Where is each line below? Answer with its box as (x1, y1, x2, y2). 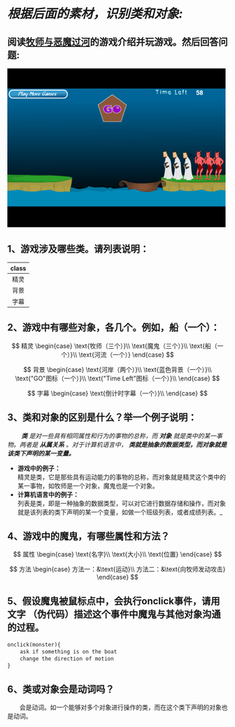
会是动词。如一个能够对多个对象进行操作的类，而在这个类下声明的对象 (20, 703, 222, 712)
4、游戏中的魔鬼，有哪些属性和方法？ (7, 531, 170, 542)
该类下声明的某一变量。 (7, 449, 75, 458)
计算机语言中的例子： (17, 490, 79, 498)
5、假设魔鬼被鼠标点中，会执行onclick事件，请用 (7, 595, 220, 607)
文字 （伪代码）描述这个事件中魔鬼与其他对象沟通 (7, 608, 221, 620)
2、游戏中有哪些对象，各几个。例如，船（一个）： (7, 321, 220, 333)
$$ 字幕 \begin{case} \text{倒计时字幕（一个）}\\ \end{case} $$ (27, 389, 208, 397)
